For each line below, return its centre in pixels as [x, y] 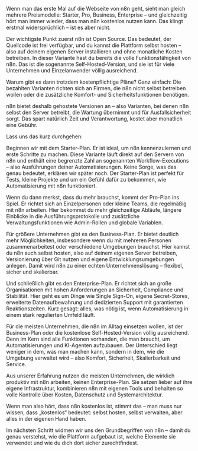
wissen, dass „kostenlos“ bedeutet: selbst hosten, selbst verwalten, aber [95, 412]
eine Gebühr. [22, 125]
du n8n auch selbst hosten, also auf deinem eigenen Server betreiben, [92, 253]
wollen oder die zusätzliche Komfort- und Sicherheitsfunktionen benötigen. [98, 95]
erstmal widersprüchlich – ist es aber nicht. [59, 27]
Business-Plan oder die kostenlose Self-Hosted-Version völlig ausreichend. [98, 333]
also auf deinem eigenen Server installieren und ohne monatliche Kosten [94, 52]
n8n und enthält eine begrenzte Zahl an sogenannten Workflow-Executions [98, 161]
